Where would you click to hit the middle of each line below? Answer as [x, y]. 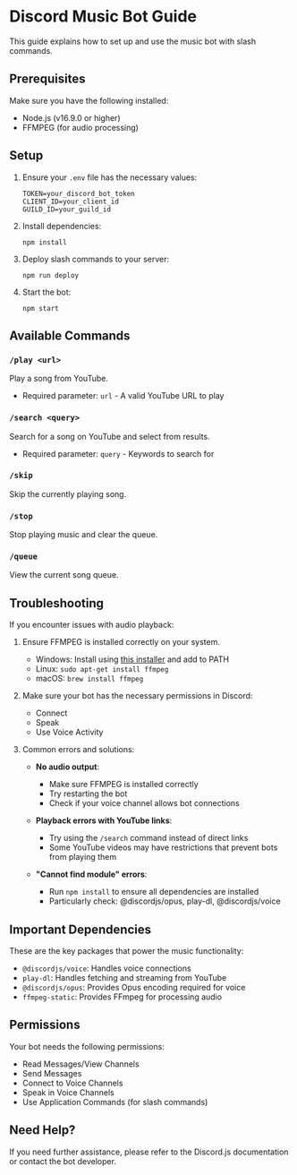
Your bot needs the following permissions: [87, 1046]
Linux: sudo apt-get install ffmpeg [102, 669]
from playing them [83, 857]
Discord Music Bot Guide [103, 17]
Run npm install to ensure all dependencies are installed [154, 892]
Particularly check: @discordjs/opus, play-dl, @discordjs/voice [165, 901]
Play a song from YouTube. [59, 379]
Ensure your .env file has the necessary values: [110, 177]
